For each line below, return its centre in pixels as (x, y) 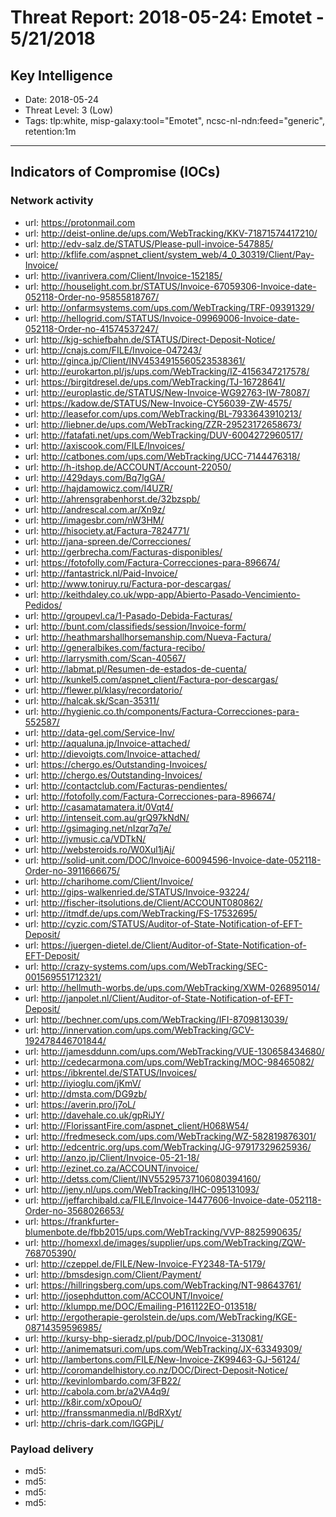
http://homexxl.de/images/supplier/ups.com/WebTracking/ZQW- (173, 1242)
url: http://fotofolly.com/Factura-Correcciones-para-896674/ (150, 796)
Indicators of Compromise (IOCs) (115, 172)
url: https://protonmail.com (80, 222)
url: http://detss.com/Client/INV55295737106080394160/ (143, 1178)
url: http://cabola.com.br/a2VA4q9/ (97, 1391)
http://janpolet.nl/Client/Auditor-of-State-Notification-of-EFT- (167, 998)
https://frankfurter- (80, 1221)
